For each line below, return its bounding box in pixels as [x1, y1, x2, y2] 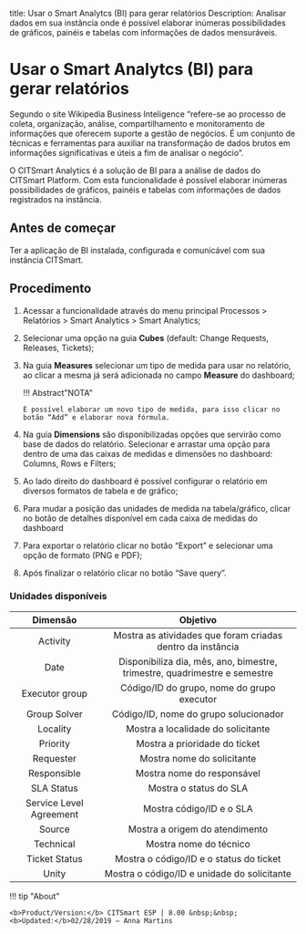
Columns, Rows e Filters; [22, 458, 117, 469]
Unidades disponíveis [9, 590, 107, 603]
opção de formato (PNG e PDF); [22, 549, 143, 560]
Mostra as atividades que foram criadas [113, 628, 283, 641]
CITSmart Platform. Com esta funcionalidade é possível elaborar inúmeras [9, 174, 288, 185]
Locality [37, 722, 72, 735]
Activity [37, 634, 71, 647]
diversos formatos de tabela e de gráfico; [22, 485, 178, 496]
